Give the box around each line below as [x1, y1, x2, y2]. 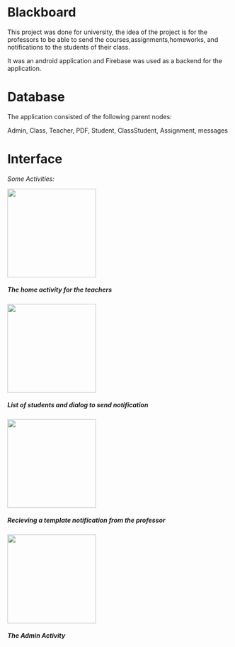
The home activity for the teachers [7, 285, 113, 294]
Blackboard [7, 4, 76, 21]
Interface [7, 151, 62, 167]
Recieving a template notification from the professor [7, 516, 166, 525]
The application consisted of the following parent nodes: [7, 112, 172, 121]
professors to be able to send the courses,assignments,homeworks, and [7, 35, 219, 43]
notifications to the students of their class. [7, 43, 131, 51]
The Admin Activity [7, 631, 66, 640]
